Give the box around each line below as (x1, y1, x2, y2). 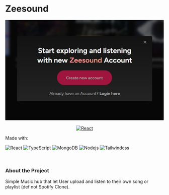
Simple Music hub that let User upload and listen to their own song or (5, 178, 149, 184)
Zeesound (5, 3, 49, 15)
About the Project (5, 167, 49, 174)
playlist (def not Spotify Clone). (5, 184, 70, 190)
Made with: (5, 135, 29, 141)
